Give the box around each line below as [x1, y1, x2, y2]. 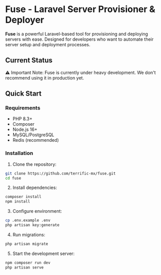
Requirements [5, 105, 41, 112]
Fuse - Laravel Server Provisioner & [5, 4, 155, 15]
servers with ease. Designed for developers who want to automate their [5, 36, 154, 42]
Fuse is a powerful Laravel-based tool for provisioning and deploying [5, 31, 148, 37]
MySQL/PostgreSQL [12, 132, 54, 138]
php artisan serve [5, 265, 44, 270]
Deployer [5, 14, 44, 26]
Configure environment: [12, 208, 62, 214]
